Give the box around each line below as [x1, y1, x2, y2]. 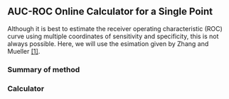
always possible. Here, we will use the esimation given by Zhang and [7, 39, 209, 48]
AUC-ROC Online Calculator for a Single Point [7, 6, 213, 18]
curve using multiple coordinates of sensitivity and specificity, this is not [7, 32, 219, 40]
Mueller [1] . [7, 47, 41, 55]
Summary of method [7, 64, 80, 74]
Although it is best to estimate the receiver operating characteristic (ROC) [7, 24, 223, 33]
